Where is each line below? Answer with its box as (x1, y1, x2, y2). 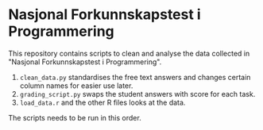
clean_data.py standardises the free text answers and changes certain (19, 72, 251, 82)
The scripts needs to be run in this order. (8, 113, 141, 122)
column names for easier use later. (19, 81, 133, 90)
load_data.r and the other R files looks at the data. (19, 97, 186, 107)
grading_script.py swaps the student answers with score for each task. (19, 89, 256, 98)
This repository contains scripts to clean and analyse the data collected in (8, 48, 250, 58)
